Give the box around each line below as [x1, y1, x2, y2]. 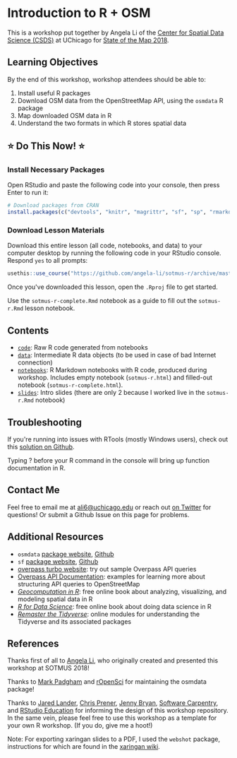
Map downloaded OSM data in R [17, 111, 112, 119]
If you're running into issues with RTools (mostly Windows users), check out [7, 434, 229, 443]
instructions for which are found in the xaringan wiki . [7, 742, 160, 751]
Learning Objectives [7, 57, 99, 69]
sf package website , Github [17, 557, 99, 566]
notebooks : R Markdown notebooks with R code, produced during [17, 366, 207, 374]
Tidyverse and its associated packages [17, 617, 132, 626]
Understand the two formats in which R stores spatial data [17, 119, 187, 127]
